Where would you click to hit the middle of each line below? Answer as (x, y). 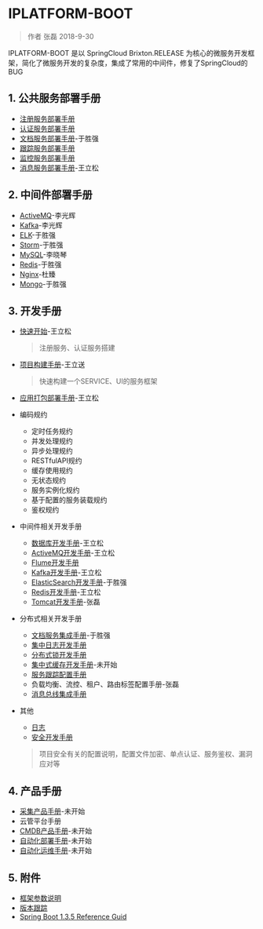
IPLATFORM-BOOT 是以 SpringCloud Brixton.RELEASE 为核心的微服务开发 (128, 53)
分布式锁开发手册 (59, 655)
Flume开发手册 (55, 563)
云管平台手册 (40, 822)
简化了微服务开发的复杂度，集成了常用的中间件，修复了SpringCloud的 (135, 63)
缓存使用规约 (52, 471)
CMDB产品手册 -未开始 (56, 831)
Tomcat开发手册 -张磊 (66, 602)
